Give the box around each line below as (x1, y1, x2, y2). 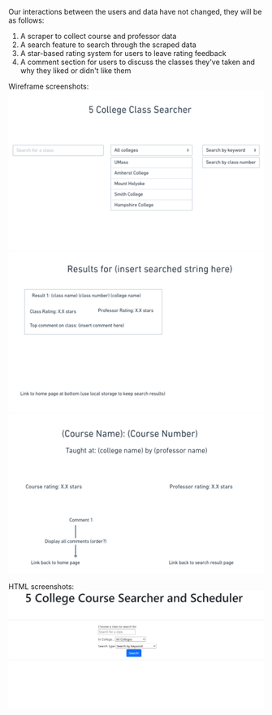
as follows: (8, 15, 45, 25)
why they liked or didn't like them (19, 66, 132, 76)
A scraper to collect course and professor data (19, 32, 177, 41)
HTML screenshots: (8, 582, 75, 591)
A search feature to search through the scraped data (19, 40, 196, 50)
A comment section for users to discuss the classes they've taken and (19, 57, 256, 67)
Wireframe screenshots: (8, 81, 89, 91)
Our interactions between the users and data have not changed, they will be (8, 7, 262, 16)
